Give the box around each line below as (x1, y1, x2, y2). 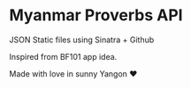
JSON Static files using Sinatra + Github (9, 34, 155, 45)
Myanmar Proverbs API (9, 5, 183, 26)
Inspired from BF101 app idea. (9, 51, 118, 62)
